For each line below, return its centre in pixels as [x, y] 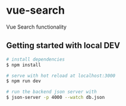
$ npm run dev [24, 81]
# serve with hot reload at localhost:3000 [61, 76]
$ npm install [24, 65]
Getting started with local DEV [63, 46]
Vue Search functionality [37, 27]
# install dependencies [36, 59]
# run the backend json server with [51, 92]
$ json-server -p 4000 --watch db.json [56, 98]
